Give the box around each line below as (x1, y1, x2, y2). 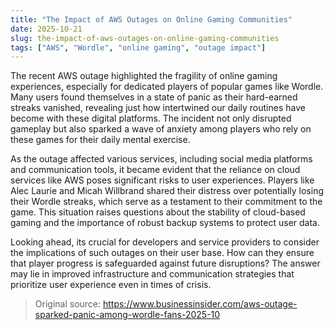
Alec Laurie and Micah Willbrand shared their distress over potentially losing (10, 185, 324, 197)
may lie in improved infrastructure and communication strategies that (10, 268, 295, 280)
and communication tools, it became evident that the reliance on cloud (10, 164, 301, 176)
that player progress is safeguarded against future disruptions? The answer (10, 257, 321, 270)
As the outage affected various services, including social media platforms (10, 153, 313, 165)
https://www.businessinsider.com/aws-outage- (102, 298, 298, 310)
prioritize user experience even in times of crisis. (10, 279, 212, 291)
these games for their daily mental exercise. (10, 134, 191, 146)
